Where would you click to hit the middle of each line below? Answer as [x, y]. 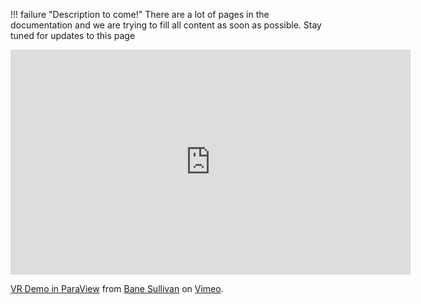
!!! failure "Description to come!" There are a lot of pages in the [140, 14]
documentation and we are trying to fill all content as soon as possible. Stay [166, 25]
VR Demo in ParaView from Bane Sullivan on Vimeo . [117, 288]
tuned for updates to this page [73, 35]
